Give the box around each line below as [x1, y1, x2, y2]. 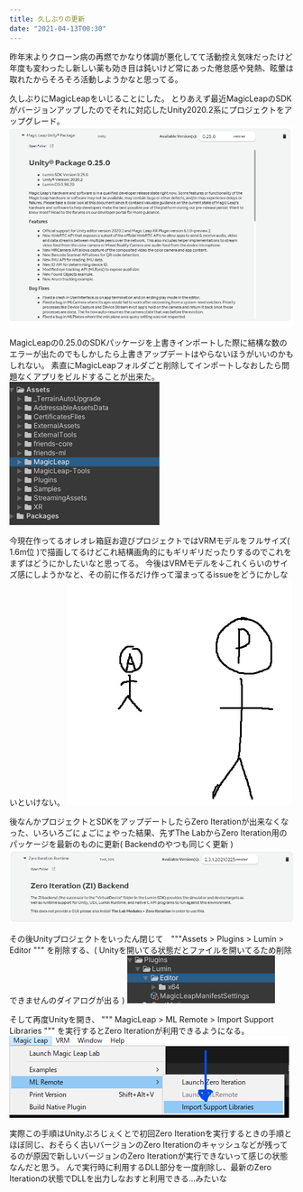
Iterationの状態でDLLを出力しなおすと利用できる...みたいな [9, 1173, 228, 1184]
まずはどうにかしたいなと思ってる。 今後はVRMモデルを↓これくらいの [9, 558, 273, 568]
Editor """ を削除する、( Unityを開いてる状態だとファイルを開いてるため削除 [9, 945, 292, 956]
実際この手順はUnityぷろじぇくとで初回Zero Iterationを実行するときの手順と [9, 1128, 293, 1139]
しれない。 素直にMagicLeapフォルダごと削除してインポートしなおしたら [9, 359, 282, 370]
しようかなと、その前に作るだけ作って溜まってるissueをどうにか [32, 568, 273, 579]
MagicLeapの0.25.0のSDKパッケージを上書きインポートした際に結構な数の [9, 337, 288, 347]
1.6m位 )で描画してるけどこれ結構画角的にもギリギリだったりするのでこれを [9, 546, 292, 557]
